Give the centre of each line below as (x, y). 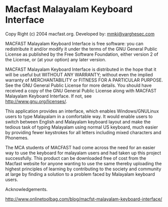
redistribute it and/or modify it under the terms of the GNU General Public (81, 49)
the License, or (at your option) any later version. (56, 59)
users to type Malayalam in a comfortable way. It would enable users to (79, 116)
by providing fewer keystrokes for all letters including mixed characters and (83, 132)
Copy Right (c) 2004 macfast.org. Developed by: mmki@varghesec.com (80, 34)
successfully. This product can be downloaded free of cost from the (76, 158)
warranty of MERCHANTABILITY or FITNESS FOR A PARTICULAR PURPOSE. (84, 80)
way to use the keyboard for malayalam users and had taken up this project (83, 153)
